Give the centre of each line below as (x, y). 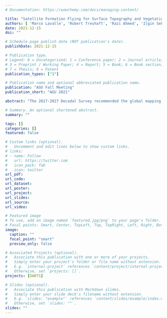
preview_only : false (31, 244)
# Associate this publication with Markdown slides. (63, 290)
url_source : (17, 202)
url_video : (16, 207)
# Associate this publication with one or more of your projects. (78, 257)
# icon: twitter (24, 170)
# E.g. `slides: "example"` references (49, 299)
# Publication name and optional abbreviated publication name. (73, 83)
